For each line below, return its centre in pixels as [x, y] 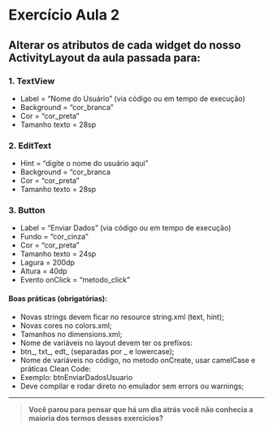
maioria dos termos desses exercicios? [96, 418]
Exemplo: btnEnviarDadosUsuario [76, 377]
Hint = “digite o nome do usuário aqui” [84, 164]
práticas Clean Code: [56, 369]
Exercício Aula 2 [64, 15]
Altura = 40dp [43, 271]
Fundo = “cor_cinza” [54, 237]
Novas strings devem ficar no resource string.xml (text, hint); [122, 317]
